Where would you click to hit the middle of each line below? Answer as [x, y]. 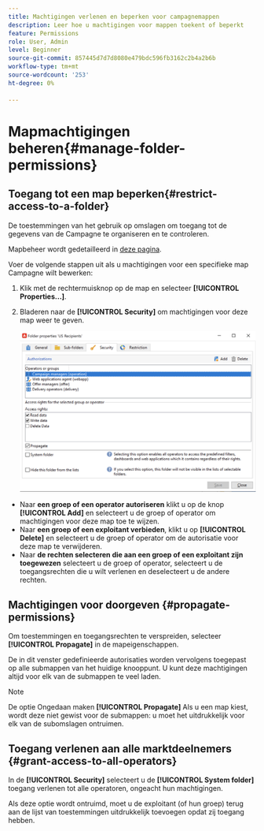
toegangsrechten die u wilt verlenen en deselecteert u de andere [125, 572]
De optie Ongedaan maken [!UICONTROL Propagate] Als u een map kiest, [128, 707]
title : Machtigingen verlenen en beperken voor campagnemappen [114, 17]
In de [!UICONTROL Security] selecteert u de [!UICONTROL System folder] [131, 780]
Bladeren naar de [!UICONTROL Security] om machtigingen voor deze [134, 311]
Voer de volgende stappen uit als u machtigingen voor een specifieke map [128, 264]
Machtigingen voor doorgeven [84, 604]
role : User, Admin [38, 42]
